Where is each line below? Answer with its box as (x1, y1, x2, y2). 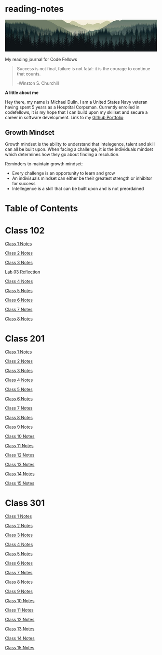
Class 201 (5, 333, 45, 344)
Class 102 (5, 225, 45, 236)
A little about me (5, 90, 39, 95)
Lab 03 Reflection (5, 269, 40, 275)
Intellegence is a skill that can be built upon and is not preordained (12, 186, 144, 192)
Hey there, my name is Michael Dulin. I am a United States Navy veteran (5, 99, 148, 105)
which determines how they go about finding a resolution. (5, 152, 120, 157)
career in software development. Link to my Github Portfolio (5, 114, 124, 120)
